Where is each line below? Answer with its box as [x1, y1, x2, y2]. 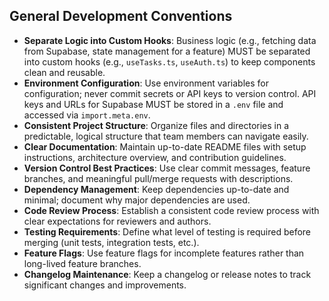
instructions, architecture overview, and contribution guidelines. [23, 151, 287, 163]
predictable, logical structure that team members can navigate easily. [23, 130, 309, 142]
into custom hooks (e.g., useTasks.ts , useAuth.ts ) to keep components [23, 55, 316, 68]
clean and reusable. [23, 66, 106, 78]
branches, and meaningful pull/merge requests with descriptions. [23, 172, 294, 184]
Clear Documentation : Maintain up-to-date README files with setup [23, 140, 307, 153]
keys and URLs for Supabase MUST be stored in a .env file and [23, 98, 284, 110]
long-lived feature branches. [23, 257, 142, 269]
